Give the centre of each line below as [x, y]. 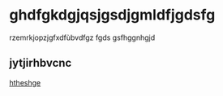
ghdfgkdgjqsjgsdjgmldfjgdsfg [112, 15]
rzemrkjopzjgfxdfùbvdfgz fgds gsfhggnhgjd [82, 37]
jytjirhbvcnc [41, 63]
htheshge [25, 82]
